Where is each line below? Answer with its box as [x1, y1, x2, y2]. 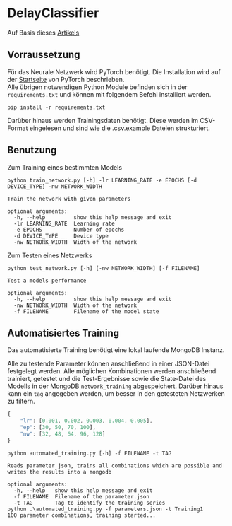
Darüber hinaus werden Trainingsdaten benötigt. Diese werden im [7, 116, 199, 124]
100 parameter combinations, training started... [7, 511, 157, 519]
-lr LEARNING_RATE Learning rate [13, 220, 115, 227]
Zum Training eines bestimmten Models [7, 163, 122, 171]
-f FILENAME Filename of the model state [13, 308, 159, 315]
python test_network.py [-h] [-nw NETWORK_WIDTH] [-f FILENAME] [7, 264, 200, 271]
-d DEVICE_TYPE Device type [13, 232, 109, 240]
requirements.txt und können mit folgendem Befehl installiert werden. [7, 90, 212, 98]
